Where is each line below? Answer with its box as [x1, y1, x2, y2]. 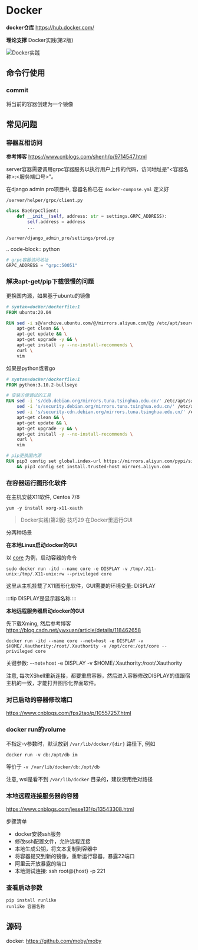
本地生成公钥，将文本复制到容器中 [14, 845, 98, 852]
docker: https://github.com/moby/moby [6, 938, 102, 945]
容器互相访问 [6, 139, 43, 147]
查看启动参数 [6, 883, 43, 891]
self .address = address [27, 219, 85, 225]
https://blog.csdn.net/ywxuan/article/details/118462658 [6, 627, 141, 634]
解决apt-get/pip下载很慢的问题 [6, 278, 94, 286]
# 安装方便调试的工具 [6, 392, 51, 398]
